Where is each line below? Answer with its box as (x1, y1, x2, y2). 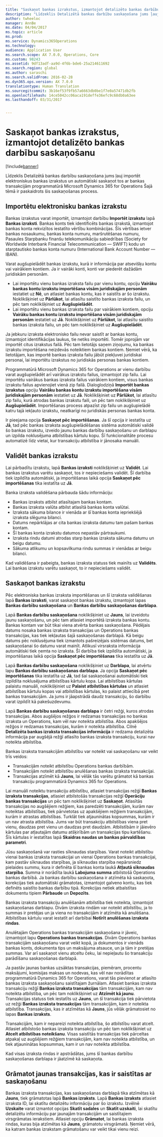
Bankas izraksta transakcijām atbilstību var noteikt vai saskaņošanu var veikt (5, 748, 158, 754)
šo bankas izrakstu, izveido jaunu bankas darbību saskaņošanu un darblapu (5, 427, 157, 433)
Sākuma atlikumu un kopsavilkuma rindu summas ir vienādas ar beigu (12, 545, 152, 551)
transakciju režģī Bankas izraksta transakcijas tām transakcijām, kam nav (5, 985, 153, 991)
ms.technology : (5, 43, 36, 48)
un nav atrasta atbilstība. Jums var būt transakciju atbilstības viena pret (5, 819, 148, 824)
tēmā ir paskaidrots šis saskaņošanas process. (5, 188, 99, 194)
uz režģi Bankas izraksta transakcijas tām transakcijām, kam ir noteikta (5, 1001, 149, 1006)
